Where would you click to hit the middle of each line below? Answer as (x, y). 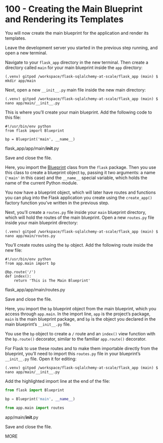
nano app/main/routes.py (30, 236)
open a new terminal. (26, 53)
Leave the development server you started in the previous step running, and (81, 47)
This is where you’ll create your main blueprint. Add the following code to (79, 112)
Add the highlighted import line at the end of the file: (58, 381)
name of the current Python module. (41, 183)
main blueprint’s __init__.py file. (38, 324)
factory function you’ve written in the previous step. (57, 203)
